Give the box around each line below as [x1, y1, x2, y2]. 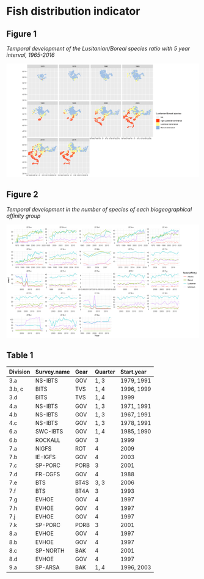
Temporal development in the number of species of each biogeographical [6, 205, 192, 213]
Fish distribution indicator [6, 4, 140, 18]
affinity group [6, 212, 41, 219]
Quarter [95, 368, 115, 375]
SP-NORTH [35, 547, 65, 554]
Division [9, 368, 31, 375]
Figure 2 [6, 190, 38, 200]
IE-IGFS [35, 454, 56, 461]
